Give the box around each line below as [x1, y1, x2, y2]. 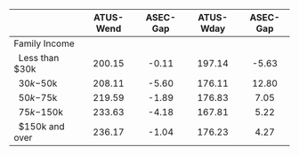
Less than [18, 52, 60, 64]
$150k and [18, 120, 65, 132]
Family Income [13, 37, 75, 50]
